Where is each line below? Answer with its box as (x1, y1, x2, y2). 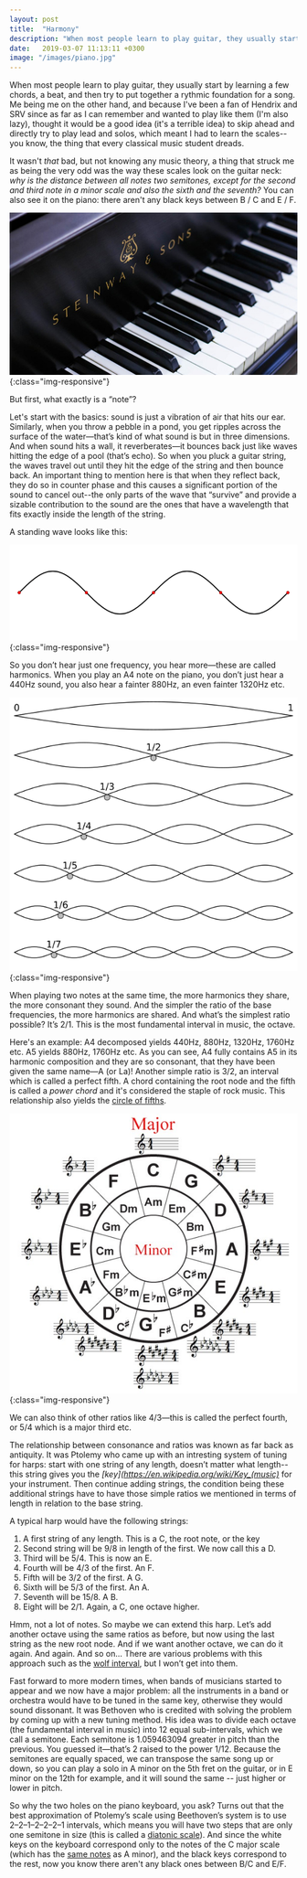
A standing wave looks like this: (9, 526, 128, 537)
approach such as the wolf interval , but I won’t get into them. (9, 1658, 238, 1669)
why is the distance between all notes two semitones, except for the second (9, 175, 296, 187)
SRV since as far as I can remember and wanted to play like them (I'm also (9, 109, 289, 120)
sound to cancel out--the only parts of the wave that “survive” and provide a (9, 489, 297, 500)
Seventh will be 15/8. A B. (22, 1592, 119, 1603)
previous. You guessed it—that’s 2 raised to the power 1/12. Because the (9, 1744, 281, 1755)
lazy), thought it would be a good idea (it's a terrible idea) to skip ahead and (9, 119, 295, 130)
